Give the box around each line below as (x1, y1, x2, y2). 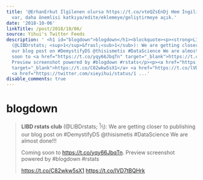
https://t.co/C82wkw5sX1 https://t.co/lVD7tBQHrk (21, 167, 145, 174)
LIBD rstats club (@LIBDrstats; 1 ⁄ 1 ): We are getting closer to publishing (21, 122, 196, 131)
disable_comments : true (6, 76, 66, 82)
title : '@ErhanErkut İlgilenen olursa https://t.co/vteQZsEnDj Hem (6, 8, 180, 15)
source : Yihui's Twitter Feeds (6, 31, 85, 37)
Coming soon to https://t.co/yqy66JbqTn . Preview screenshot (21, 149, 175, 156)
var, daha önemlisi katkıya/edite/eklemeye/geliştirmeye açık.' (11, 14, 177, 20)
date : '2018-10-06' (6, 20, 56, 26)
